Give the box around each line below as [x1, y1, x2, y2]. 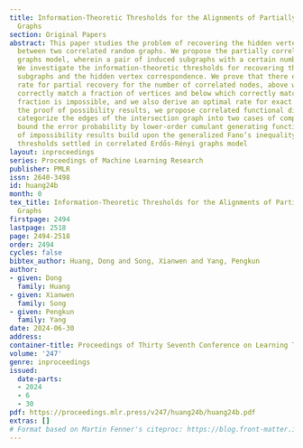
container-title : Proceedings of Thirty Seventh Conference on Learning [9, 341, 289, 350]
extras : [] [9, 416, 50, 425]
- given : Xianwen [9, 290, 75, 299]
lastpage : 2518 [9, 223, 67, 232]
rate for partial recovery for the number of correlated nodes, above [17, 80, 289, 89]
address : [9, 332, 42, 341]
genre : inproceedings [9, 358, 91, 367]
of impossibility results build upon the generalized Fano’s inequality [17, 131, 297, 140]
